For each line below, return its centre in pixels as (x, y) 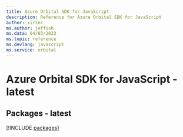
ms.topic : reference (31, 39)
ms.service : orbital (31, 50)
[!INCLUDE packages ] (33, 128)
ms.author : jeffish (30, 28)
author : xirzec (25, 22)
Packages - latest (39, 114)
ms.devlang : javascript (35, 45)
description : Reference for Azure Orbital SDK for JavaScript (84, 17)
